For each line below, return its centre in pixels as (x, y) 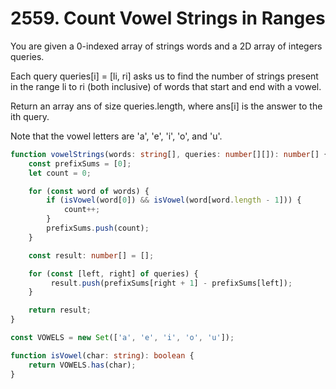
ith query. (30, 116)
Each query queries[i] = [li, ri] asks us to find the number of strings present (164, 76)
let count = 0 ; (60, 173)
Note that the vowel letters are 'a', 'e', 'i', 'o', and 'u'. (116, 136)
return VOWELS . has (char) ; (82, 365)
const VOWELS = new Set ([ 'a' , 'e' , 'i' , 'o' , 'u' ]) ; (122, 338)
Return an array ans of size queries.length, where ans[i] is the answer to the (166, 106)
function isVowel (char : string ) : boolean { (102, 355)
